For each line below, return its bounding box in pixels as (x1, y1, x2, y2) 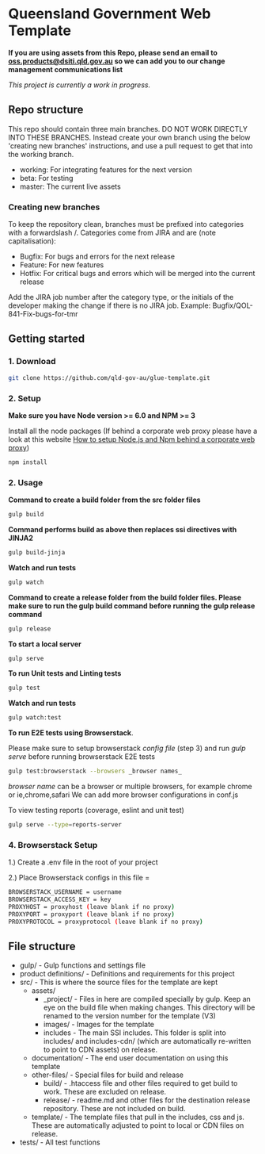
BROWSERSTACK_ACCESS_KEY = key (8, 895, 112, 904)
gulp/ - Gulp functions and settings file (19, 960, 146, 970)
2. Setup (8, 393, 42, 404)
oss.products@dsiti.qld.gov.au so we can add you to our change (8, 56, 225, 66)
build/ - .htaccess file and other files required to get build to (43, 1079, 238, 1088)
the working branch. (8, 149, 74, 159)
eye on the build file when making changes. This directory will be (43, 1003, 256, 1012)
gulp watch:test (8, 714, 62, 722)
